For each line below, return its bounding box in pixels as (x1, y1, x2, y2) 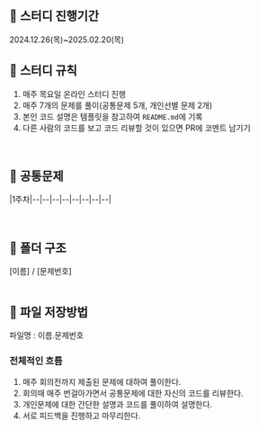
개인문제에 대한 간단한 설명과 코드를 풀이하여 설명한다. (22, 399, 213, 410)
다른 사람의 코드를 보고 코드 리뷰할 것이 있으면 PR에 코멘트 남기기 (22, 122, 251, 133)
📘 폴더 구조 (9, 240, 67, 255)
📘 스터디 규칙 (9, 63, 78, 78)
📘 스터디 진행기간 (9, 8, 99, 24)
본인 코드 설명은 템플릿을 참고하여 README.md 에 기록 (22, 111, 203, 121)
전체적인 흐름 (9, 354, 63, 367)
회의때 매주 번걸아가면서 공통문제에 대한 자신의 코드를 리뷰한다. (22, 388, 245, 398)
